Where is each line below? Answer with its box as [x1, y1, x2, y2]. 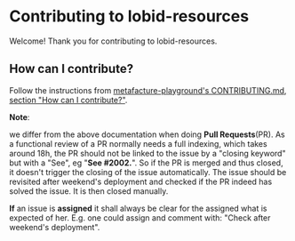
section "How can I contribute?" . [9, 94, 128, 105]
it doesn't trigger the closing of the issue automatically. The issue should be [9, 166, 287, 177]
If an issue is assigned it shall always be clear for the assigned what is [9, 203, 268, 213]
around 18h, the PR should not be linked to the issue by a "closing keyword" [9, 148, 286, 158]
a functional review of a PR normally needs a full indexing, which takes [9, 138, 268, 149]
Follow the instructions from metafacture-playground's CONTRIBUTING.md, [9, 84, 287, 95]
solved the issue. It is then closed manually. [9, 185, 169, 197]
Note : [9, 111, 30, 122]
